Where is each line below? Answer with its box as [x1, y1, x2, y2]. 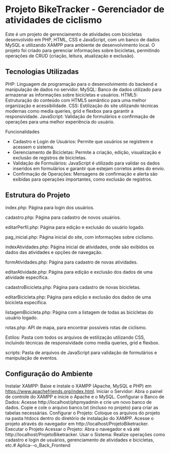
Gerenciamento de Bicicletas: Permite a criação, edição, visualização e [12, 149, 161, 155]
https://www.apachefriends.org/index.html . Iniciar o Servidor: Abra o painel [5, 389, 163, 395]
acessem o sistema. [12, 144, 55, 150]
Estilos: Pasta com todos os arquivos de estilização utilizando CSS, [5, 334, 146, 340]
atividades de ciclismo [5, 14, 103, 26]
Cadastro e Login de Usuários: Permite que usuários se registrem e [12, 138, 153, 144]
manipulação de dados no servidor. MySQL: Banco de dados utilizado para [5, 86, 162, 92]
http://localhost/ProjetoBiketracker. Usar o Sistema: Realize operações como [5, 432, 165, 438]
